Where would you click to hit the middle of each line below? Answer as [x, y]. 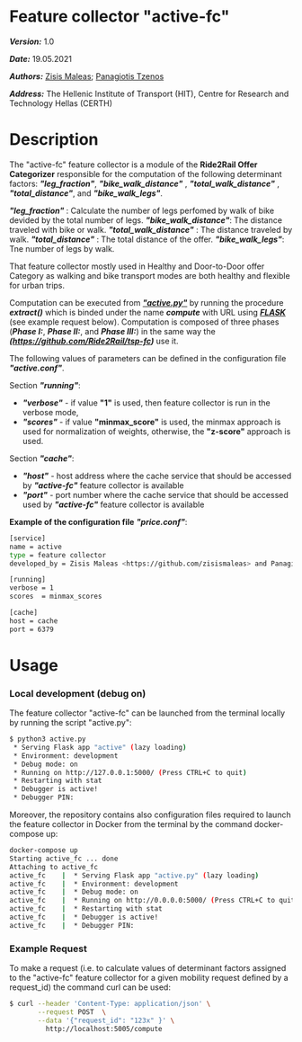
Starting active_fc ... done [64, 859]
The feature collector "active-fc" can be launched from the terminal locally [147, 713]
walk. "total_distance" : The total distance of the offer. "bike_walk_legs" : [147, 239]
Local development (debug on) [78, 693]
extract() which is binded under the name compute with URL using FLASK [147, 312]
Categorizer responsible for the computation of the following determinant [146, 174]
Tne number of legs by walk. [62, 248]
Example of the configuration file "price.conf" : [98, 521]
